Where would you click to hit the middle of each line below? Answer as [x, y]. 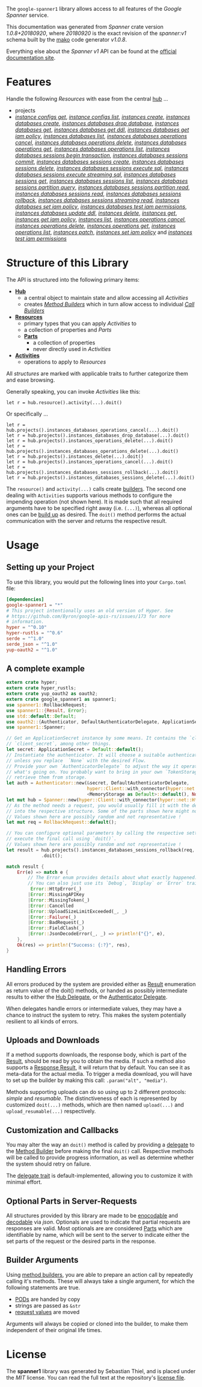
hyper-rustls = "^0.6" [35, 633]
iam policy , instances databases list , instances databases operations [101, 136]
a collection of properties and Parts [68, 330]
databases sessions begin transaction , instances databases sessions [101, 155]
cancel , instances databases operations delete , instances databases [101, 142]
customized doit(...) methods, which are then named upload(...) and [95, 1105]
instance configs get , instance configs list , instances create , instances [103, 116]
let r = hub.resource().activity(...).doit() [64, 403]
